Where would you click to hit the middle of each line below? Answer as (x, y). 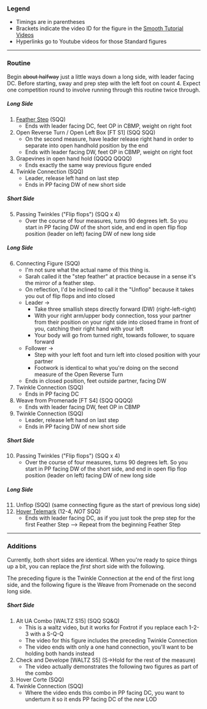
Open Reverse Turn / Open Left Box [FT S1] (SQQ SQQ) (86, 132)
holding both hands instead (60, 653)
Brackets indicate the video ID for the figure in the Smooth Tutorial (100, 28)
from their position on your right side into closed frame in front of (116, 322)
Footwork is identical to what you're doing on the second (106, 367)
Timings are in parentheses (50, 22)
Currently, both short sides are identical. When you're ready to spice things (102, 560)
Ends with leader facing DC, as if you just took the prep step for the (110, 518)
